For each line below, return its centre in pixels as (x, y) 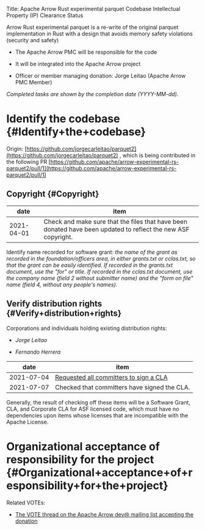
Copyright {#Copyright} (53, 194)
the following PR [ (28, 162)
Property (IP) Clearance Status (45, 15)
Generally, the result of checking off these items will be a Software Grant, (99, 402)
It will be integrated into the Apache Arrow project (78, 64)
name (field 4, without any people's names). (62, 285)
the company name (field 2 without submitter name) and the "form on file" (100, 278)
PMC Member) (34, 82)
